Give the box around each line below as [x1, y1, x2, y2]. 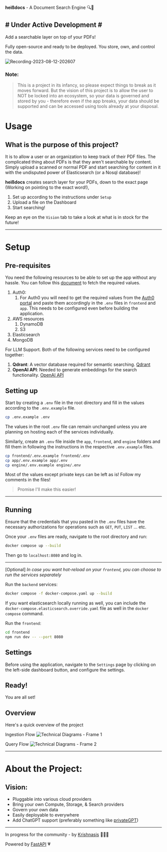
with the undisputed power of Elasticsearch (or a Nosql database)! [5, 170, 141, 175]
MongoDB [12, 337, 33, 343]
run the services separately [5, 572, 62, 578]
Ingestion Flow [5, 732, 35, 738]
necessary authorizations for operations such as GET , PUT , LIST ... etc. [5, 524, 147, 530]
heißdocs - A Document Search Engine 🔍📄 [5, 4, 94, 10]
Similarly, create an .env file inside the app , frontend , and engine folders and [5, 438, 161, 444]
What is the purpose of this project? [5, 140, 119, 149]
